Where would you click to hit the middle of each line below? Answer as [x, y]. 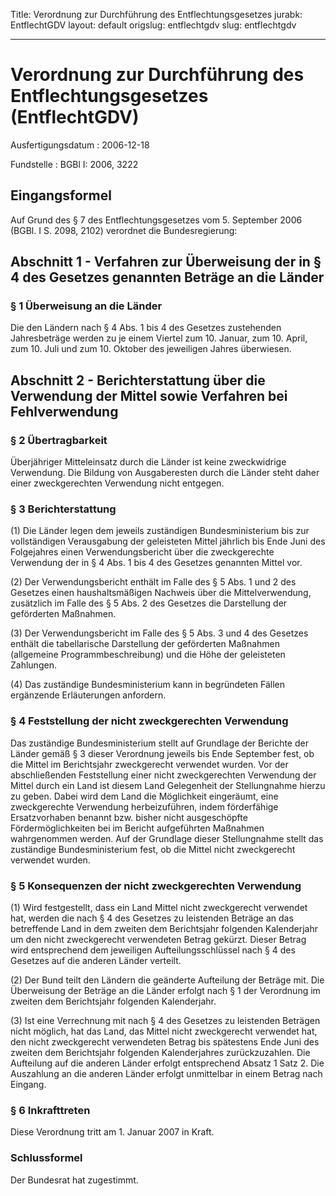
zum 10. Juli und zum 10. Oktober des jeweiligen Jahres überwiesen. [151, 349]
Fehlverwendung [64, 411]
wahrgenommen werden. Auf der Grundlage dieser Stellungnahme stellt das [167, 838]
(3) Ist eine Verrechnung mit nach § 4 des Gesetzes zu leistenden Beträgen [165, 1021]
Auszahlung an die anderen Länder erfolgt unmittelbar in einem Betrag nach [166, 1074]
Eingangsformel [61, 195]
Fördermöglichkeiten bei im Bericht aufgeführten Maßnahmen [137, 828]
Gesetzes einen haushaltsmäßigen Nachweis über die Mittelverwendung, [161, 593]
